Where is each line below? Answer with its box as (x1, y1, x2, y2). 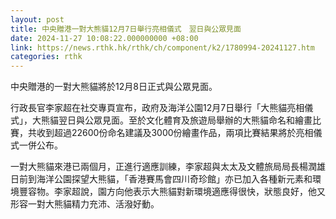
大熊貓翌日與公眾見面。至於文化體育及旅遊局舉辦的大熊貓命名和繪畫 (31, 114, 313, 126)
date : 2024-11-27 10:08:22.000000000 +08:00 (10, 33, 199, 43)
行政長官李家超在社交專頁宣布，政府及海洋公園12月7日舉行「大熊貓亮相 (10, 102, 305, 114)
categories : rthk (10, 52, 83, 62)
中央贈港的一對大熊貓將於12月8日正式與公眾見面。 (10, 81, 218, 93)
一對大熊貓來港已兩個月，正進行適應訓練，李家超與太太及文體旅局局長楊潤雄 (10, 161, 326, 173)
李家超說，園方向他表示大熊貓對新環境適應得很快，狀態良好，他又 (53, 186, 326, 198)
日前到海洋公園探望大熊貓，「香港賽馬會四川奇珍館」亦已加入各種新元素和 (10, 173, 313, 185)
